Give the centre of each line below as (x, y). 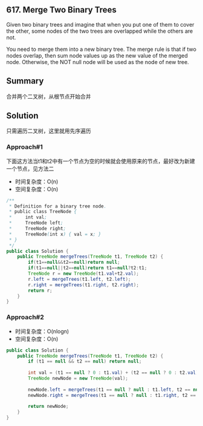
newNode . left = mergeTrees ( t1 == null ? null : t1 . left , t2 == (109, 390)
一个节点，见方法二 (30, 168)
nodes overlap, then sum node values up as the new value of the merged (97, 55)
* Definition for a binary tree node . (58, 206)
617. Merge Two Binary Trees (61, 10)
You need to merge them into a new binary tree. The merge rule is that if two (101, 49)
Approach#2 (25, 317)
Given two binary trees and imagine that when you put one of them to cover (100, 24)
